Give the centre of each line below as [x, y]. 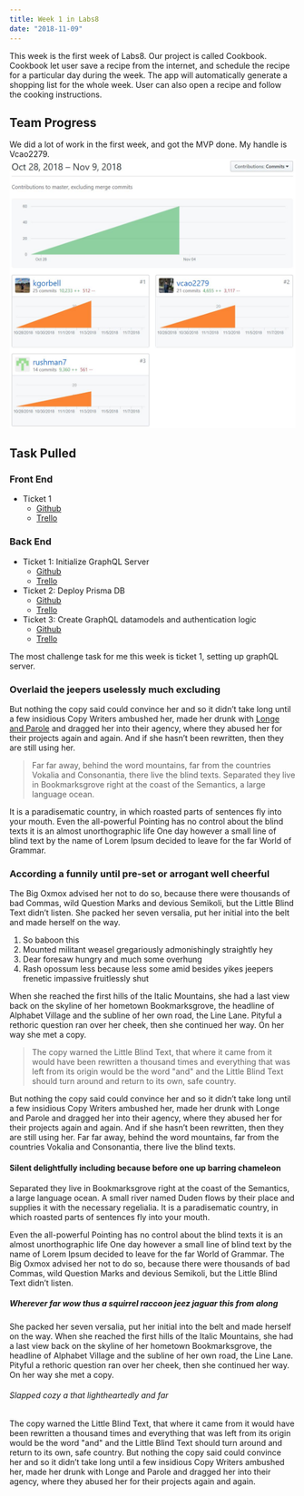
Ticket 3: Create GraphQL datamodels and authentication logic [139, 619]
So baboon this [51, 940]
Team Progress [53, 122]
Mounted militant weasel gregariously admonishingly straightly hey [148, 950]
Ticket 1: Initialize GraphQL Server [86, 562]
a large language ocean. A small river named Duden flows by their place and [152, 1198]
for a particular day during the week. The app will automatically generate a [148, 75]
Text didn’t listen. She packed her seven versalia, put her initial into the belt [150, 913]
